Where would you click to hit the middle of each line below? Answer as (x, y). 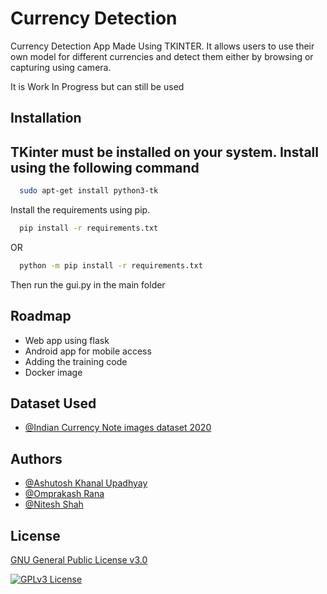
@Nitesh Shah (54, 504)
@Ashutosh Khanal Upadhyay (86, 483)
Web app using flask (67, 340)
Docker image (53, 372)
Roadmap (41, 316)
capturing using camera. (61, 67)
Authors (36, 458)
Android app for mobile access (88, 351)
